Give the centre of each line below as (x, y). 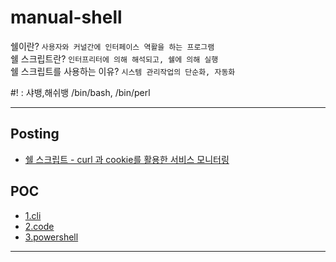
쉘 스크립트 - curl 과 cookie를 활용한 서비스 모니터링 (127, 159)
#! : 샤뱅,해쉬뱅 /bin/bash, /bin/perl (80, 92)
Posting (35, 134)
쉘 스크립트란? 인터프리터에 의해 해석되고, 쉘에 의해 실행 (114, 58)
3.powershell (51, 237)
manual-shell (66, 17)
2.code (39, 226)
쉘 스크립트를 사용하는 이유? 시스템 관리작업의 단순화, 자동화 (123, 71)
